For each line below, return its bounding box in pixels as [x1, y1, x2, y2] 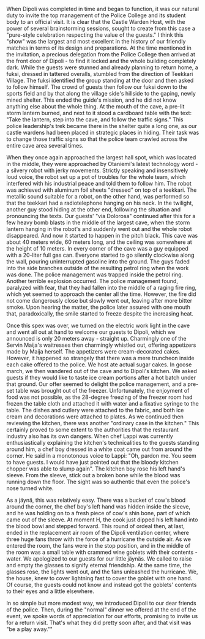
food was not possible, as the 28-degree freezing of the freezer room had [6, 393, 193, 401]
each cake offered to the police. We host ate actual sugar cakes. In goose [6, 361, 192, 368]
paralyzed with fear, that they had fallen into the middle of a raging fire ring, [6, 284, 197, 291]
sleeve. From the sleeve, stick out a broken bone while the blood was [6, 472, 181, 478]
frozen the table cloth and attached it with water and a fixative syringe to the [6, 400, 199, 407]
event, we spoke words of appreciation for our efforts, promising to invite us [6, 613, 198, 619]
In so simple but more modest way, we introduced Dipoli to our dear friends [6, 600, 197, 607]
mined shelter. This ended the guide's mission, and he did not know [6, 96, 177, 104]
